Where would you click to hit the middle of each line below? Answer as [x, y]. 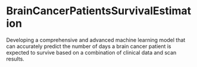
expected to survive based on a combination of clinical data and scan [91, 52]
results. [15, 59]
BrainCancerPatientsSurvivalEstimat [99, 11]
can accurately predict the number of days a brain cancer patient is [89, 46]
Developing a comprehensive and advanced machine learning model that [96, 40]
